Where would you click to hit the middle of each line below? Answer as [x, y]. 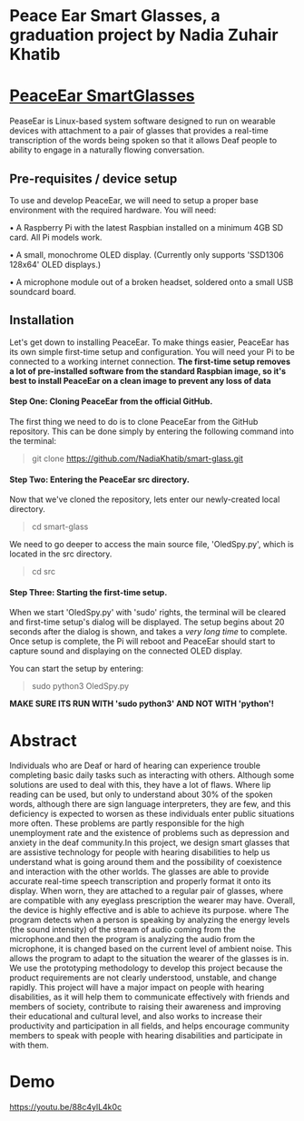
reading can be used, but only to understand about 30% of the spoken [141, 794]
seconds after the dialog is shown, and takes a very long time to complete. [148, 632]
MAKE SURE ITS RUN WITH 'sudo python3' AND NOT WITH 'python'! [142, 703]
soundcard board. [43, 291]
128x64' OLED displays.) [55, 264]
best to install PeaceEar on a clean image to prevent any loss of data [140, 380]
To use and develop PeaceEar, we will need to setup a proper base [134, 200]
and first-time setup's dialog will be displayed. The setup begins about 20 [147, 622]
